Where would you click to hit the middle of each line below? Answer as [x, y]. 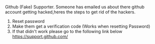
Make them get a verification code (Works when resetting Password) [81, 26]
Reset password [28, 21]
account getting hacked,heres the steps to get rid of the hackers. [70, 12]
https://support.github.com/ [40, 36]
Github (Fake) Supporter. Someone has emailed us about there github [75, 7]
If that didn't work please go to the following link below [67, 31]
